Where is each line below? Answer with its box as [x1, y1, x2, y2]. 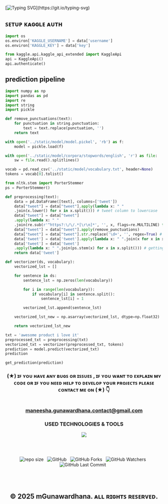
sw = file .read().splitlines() [14, 158, 79, 163]
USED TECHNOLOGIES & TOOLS [44, 420, 123, 427]
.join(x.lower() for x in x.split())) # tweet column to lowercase [14, 209, 157, 214]
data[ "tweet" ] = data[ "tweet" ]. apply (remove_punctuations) [14, 227, 140, 232]
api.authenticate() [5, 61, 46, 66]
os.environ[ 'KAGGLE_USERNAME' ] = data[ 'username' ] [5, 38, 113, 43]
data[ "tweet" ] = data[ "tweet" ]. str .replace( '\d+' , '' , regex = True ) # [14, 232, 162, 237]
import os [5, 33, 26, 39]
